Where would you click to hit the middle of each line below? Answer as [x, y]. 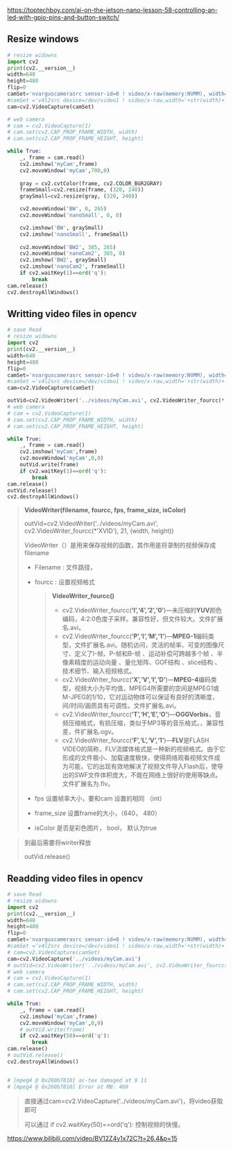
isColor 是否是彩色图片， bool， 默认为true [96, 828]
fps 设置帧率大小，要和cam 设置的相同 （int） [100, 799]
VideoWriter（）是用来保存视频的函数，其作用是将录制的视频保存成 [120, 545]
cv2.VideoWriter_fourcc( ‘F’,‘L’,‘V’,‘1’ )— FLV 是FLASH [136, 740]
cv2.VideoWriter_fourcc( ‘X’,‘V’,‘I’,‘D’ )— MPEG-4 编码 [137, 680]
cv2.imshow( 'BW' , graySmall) [62, 228]
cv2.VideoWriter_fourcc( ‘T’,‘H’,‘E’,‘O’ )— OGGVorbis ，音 [141, 715]
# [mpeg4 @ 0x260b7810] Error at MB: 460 [68, 1087]
